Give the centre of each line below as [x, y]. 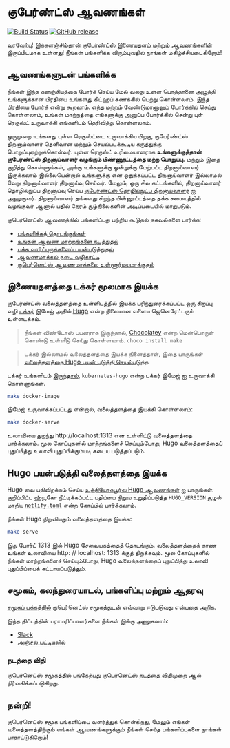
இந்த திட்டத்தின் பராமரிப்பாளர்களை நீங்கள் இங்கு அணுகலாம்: [88, 621]
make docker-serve [33, 422]
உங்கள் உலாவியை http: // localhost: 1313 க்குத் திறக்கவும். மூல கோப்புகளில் [108, 553]
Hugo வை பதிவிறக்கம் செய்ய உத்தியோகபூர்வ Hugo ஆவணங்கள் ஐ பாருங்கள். [111, 490]
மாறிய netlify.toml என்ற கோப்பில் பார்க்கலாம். [72, 505]
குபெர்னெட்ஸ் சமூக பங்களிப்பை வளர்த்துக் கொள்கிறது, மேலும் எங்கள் [99, 721]
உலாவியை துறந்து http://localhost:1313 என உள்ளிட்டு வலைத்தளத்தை [100, 435]
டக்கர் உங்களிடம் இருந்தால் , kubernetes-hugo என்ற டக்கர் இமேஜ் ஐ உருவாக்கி [111, 375]
